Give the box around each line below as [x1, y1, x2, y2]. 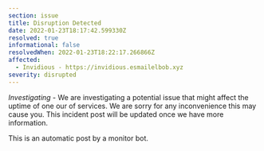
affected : [8, 56, 41, 64]
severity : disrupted [8, 71, 77, 79]
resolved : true [8, 33, 59, 42]
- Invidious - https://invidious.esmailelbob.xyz [15, 64, 183, 72]
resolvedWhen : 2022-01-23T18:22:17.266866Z [8, 48, 156, 56]
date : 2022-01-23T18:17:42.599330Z [8, 26, 127, 34]
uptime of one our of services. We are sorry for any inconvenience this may [8, 101, 257, 110]
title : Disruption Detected [8, 19, 102, 27]
